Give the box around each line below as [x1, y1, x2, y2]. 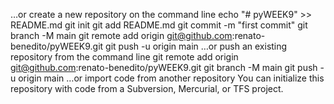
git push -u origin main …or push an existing [105, 40, 288, 52]
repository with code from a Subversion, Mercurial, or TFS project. [10, 83, 284, 94]
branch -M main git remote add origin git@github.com [10, 30, 233, 41]
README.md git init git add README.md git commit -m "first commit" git [10, 19, 308, 31]
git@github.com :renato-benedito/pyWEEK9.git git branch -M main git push [10, 62, 318, 73]
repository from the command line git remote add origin [10, 51, 239, 63]
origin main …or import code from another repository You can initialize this [18, 72, 325, 84]
